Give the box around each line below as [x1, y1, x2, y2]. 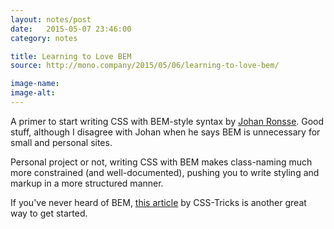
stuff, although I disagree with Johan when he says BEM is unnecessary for [10, 126, 321, 138]
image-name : [10, 79, 60, 89]
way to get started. [10, 207, 88, 219]
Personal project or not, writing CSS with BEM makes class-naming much [10, 156, 313, 168]
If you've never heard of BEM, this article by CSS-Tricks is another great [10, 196, 307, 208]
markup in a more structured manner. [10, 177, 164, 189]
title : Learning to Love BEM [10, 51, 132, 61]
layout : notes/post [10, 14, 92, 25]
